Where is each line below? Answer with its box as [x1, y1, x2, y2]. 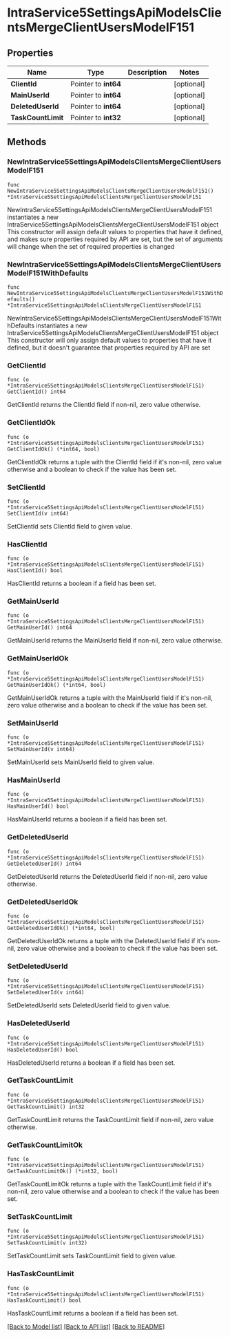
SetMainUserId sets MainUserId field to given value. [7, 758, 155, 766]
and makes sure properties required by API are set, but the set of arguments [7, 235, 223, 243]
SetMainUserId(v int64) [7, 746, 76, 753]
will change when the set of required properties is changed [7, 242, 175, 250]
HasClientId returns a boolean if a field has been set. [7, 579, 156, 588]
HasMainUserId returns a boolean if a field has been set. [7, 815, 167, 824]
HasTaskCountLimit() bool [7, 1297, 81, 1304]
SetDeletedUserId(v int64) [7, 989, 85, 996]
